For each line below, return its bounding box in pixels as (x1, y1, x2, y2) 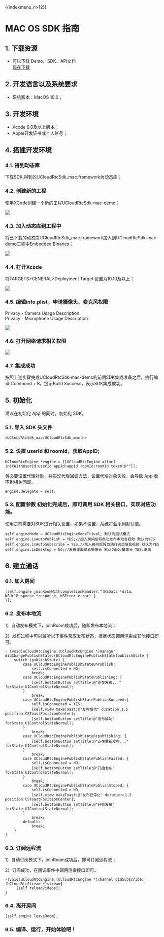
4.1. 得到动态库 (5, 162, 40, 169)
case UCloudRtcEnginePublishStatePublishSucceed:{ (23, 697, 129, 702)
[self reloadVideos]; (16, 886, 61, 891)
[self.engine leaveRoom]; (5, 914, 58, 919)
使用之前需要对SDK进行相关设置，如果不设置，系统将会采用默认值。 (5, 520, 144, 527)
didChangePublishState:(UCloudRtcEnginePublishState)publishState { (5, 653, 149, 658)
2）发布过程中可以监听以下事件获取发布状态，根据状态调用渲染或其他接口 (5, 633, 155, 639)
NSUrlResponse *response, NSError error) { (5, 594, 96, 599)
